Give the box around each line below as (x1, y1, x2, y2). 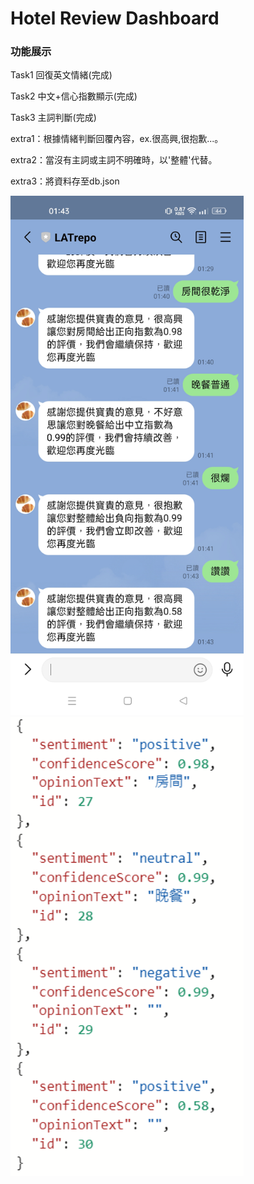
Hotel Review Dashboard (10, 7, 220, 30)
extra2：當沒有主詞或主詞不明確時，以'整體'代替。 (10, 154, 218, 166)
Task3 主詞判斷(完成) (10, 112, 97, 124)
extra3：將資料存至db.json (10, 175, 120, 187)
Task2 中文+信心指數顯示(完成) (10, 90, 138, 102)
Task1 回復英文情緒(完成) (10, 69, 113, 81)
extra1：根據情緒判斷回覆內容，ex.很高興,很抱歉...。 (10, 133, 224, 145)
